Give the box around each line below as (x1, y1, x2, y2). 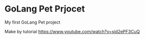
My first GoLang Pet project (4, 19, 61, 25)
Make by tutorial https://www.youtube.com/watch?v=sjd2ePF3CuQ (4, 28, 140, 34)
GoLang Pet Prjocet (4, 3, 85, 14)
